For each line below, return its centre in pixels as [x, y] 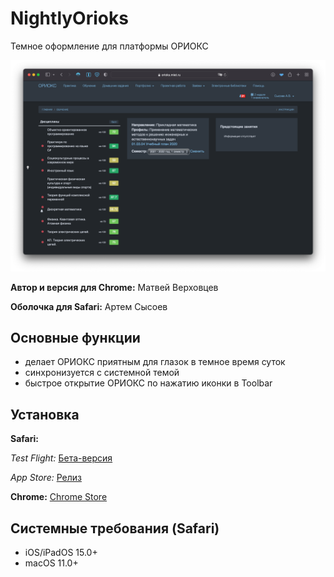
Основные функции [75, 337]
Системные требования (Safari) [115, 528]
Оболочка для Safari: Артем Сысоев [89, 306]
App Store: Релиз [46, 478]
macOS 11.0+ [51, 563]
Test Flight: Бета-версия [61, 458]
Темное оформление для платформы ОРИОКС [109, 46]
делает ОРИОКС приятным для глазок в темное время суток [155, 362]
